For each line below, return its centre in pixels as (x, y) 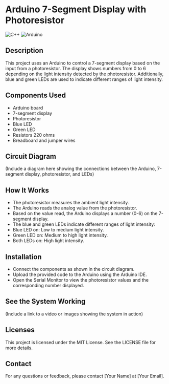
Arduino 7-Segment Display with (76, 9)
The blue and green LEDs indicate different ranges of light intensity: (84, 224)
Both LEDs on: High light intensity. (48, 241)
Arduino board (28, 108)
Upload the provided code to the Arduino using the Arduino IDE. (80, 274)
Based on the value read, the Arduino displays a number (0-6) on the (85, 214)
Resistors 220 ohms (34, 135)
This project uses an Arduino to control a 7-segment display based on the (83, 63)
